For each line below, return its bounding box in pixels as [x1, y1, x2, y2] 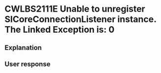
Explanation [4, 43, 42, 52]
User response [4, 60, 51, 68]
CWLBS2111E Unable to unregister [4, 3, 145, 15]
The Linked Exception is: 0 [4, 24, 115, 35]
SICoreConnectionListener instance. [4, 14, 157, 25]
